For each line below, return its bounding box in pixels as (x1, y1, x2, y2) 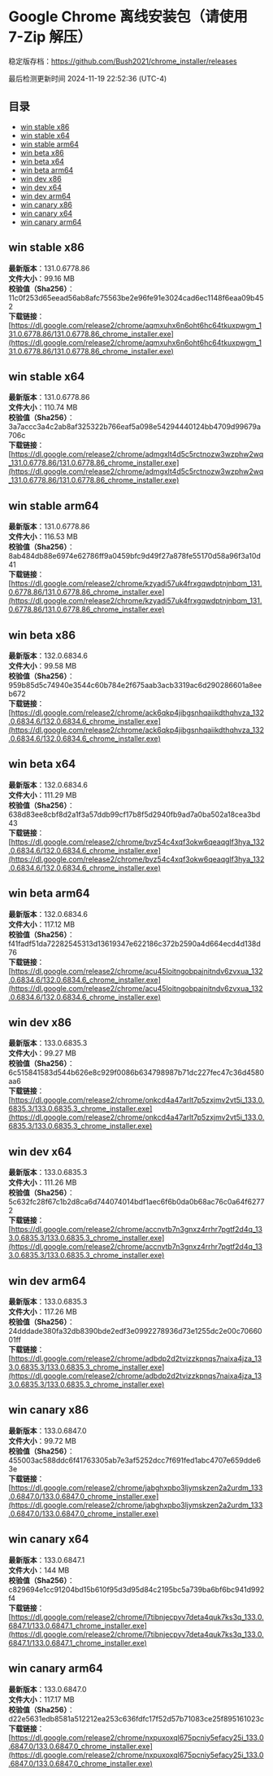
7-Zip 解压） (8, 28, 92, 46)
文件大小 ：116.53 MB (8, 532, 79, 542)
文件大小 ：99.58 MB (8, 661, 77, 670)
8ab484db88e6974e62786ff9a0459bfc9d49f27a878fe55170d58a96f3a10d (8, 551, 262, 561)
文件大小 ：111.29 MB (8, 790, 77, 800)
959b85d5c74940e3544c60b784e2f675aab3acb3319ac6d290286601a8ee (8, 681, 262, 690)
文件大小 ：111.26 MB (8, 1177, 77, 1187)
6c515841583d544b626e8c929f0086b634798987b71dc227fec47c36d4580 (8, 1068, 265, 1077)
